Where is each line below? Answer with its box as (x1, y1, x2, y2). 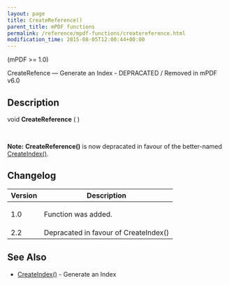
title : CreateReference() (7, 17, 82, 24)
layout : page (7, 10, 45, 17)
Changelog (7, 170, 57, 182)
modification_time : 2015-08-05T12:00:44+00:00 (7, 36, 145, 43)
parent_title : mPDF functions (7, 23, 96, 30)
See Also (7, 251, 47, 263)
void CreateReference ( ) (7, 115, 80, 123)
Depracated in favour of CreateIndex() (44, 228, 170, 237)
